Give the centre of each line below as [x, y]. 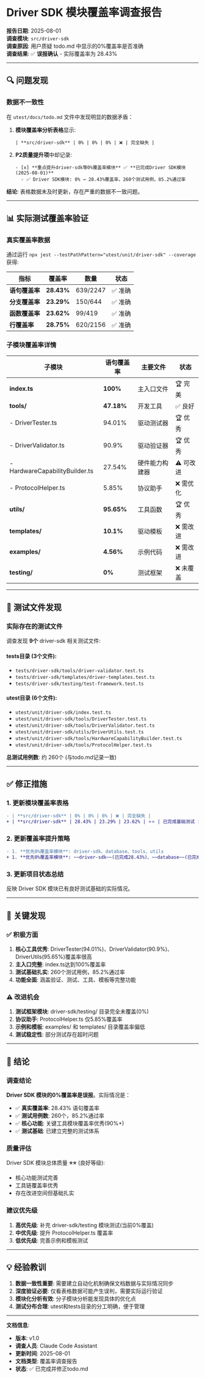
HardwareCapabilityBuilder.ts [51, 471]
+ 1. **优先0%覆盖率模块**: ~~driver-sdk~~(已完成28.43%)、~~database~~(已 [99, 857]
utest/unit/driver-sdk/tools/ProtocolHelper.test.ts [84, 745]
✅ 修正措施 [27, 784]
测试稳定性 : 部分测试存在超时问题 [57, 1035]
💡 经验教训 [26, 1267]
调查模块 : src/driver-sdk [38, 38]
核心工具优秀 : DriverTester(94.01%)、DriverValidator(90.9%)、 [94, 949]
